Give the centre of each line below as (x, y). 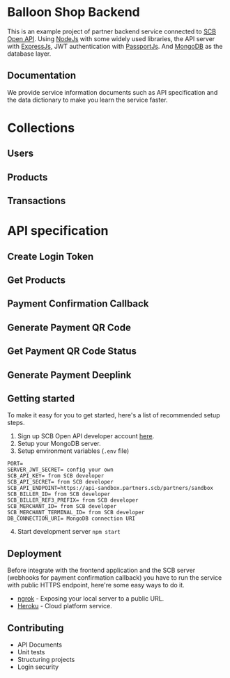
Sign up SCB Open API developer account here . (86, 436)
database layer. (29, 54)
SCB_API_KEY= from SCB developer (56, 476)
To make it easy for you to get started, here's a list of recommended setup (114, 415)
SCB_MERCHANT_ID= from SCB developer (62, 507)
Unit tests (31, 652)
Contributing (36, 628)
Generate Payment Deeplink (69, 375)
